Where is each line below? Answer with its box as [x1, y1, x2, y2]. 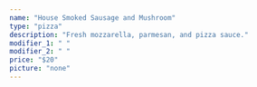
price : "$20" [9, 55, 59, 64]
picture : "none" [9, 64, 71, 73]
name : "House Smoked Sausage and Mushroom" [9, 13, 176, 23]
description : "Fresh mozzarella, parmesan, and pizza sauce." [9, 30, 249, 39]
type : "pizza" [9, 22, 63, 31]
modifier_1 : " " [9, 38, 71, 48]
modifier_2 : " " [9, 47, 71, 56]
